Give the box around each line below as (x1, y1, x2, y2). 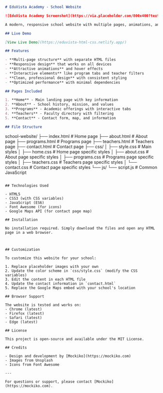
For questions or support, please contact (5, 379, 92, 384)
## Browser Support (5, 294, 45, 299)
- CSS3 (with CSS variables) (5, 196, 64, 201)
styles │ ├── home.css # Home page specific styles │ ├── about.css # (5, 149, 149, 154)
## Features (5, 49, 29, 54)
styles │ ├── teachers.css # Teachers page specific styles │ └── (5, 159, 137, 165)
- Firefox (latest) (5, 311, 45, 316)
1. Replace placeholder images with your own (5, 264, 98, 269)
